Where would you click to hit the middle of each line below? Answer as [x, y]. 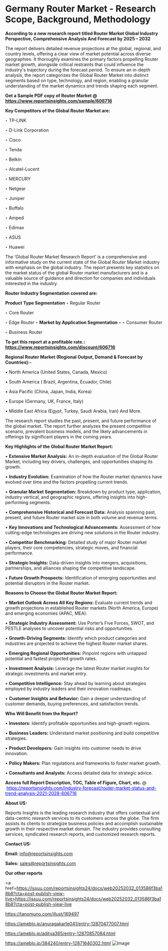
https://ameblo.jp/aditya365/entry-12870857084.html [60, 933]
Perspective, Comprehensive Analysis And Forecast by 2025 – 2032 [78, 39]
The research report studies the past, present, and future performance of [81, 421]
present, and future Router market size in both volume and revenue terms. [81, 517]
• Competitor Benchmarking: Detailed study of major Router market [76, 542]
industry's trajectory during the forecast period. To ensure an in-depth [78, 70]
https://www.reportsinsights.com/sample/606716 [59, 101]
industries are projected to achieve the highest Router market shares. [76, 643]
